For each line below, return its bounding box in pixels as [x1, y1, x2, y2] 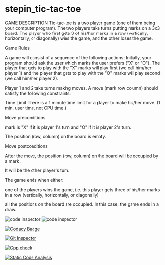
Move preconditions [5, 114, 46, 120]
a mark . [5, 158, 22, 164]
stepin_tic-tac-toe [5, 3, 81, 15]
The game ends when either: [5, 177, 64, 183]
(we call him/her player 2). [5, 75, 59, 81]
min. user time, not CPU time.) [5, 105, 66, 111]
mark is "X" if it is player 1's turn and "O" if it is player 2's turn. [5, 124, 132, 130]
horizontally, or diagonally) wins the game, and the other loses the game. [5, 35, 153, 41]
